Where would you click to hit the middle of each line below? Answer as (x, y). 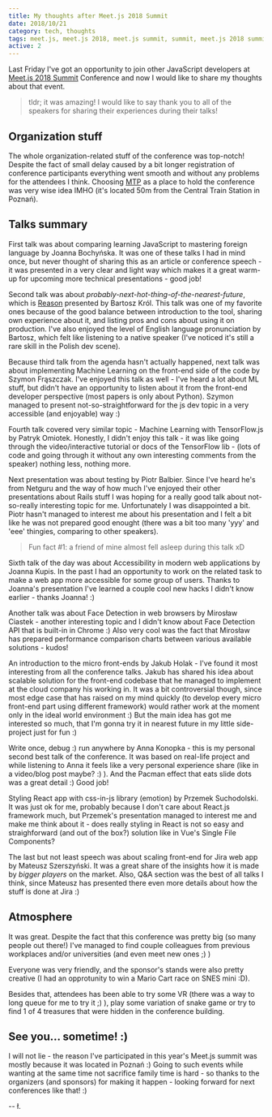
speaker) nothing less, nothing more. (70, 464)
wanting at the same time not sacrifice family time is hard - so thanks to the (134, 1073)
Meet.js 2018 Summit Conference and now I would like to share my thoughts (135, 78)
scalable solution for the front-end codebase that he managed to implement (135, 680)
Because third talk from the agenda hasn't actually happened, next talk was (134, 361)
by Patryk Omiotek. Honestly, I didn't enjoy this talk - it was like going (124, 438)
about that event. (37, 87)
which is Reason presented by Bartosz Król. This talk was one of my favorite (135, 303)
